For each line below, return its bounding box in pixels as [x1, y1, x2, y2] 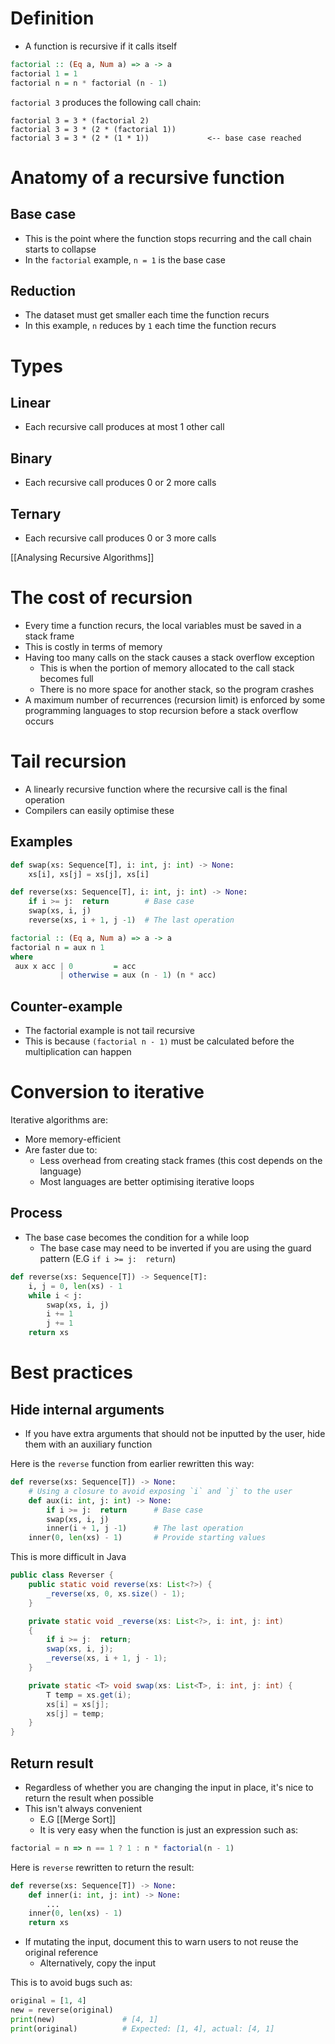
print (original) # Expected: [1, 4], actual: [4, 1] [10, 2023, 275, 2034]
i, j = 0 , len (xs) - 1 [28, 1281, 123, 1291]
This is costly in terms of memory [24, 640, 163, 652]
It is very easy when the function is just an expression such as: [39, 1823, 299, 1836]
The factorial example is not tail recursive [24, 1025, 195, 1037]
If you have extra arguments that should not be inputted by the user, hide [24, 1428, 326, 1439]
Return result [10, 1755, 94, 1772]
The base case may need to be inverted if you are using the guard [39, 1242, 312, 1254]
